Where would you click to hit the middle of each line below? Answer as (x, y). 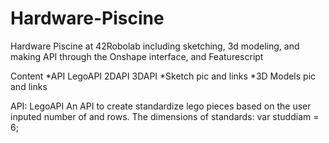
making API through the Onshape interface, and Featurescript (137, 56)
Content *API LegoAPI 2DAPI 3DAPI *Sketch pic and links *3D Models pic (163, 76)
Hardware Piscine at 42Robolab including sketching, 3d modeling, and (155, 46)
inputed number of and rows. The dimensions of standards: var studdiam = (165, 116)
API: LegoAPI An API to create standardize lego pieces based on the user (161, 106)
